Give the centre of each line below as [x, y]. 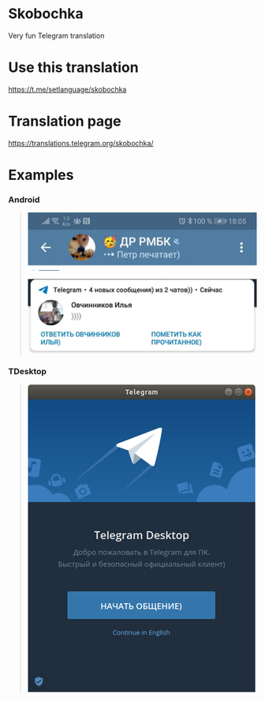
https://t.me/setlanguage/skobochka [67, 89]
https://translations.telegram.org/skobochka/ [81, 143]
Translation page [65, 121]
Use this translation [74, 67]
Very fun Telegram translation [56, 36]
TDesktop [28, 372]
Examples [41, 175]
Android [24, 200]
